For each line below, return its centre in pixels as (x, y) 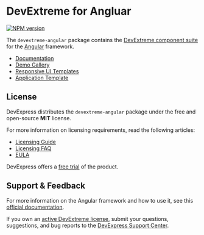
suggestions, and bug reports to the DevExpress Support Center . (88, 225)
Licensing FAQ (33, 148)
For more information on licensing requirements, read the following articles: (101, 130)
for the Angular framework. (40, 46)
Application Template (42, 78)
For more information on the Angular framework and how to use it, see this (100, 200)
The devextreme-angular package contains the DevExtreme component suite (102, 40)
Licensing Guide (35, 142)
